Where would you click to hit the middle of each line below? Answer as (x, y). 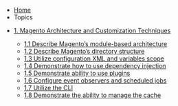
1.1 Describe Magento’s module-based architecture (96, 44)
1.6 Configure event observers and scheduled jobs (95, 81)
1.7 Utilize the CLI (48, 88)
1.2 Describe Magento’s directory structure (84, 51)
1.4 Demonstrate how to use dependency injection (95, 66)
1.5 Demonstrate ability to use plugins (77, 73)
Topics (23, 17)
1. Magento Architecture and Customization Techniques (92, 31)
